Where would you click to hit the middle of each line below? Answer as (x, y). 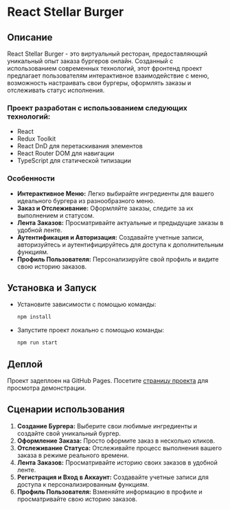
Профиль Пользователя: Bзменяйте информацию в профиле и (110, 491)
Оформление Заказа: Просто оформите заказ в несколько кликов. (116, 441)
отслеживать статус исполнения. (56, 90)
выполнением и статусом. (56, 215)
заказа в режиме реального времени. (73, 455)
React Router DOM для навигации (66, 153)
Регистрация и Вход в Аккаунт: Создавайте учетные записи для (113, 477)
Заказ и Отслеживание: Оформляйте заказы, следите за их (105, 208)
